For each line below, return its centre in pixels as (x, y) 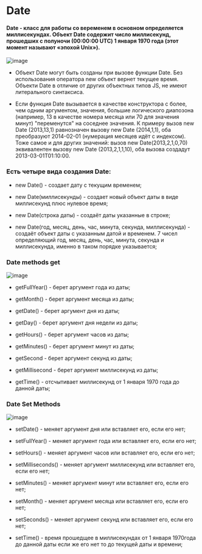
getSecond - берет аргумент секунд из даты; (74, 358)
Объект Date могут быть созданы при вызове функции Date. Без (99, 73)
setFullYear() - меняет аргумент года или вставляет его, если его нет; (106, 441)
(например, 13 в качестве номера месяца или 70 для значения (97, 117)
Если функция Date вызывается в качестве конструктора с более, (101, 104)
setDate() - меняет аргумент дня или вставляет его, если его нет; (100, 429)
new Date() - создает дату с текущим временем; (78, 185)
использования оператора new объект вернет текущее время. (97, 79)
